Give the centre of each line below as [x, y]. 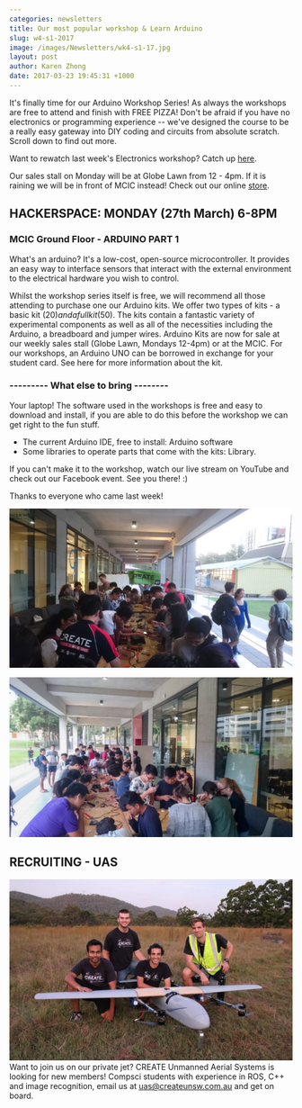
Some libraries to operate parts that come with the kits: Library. [139, 451]
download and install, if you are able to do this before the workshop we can [149, 415]
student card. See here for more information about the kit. [116, 362]
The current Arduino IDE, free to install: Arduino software [128, 442]
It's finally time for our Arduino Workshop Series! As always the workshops [148, 103]
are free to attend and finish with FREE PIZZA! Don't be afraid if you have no [150, 112]
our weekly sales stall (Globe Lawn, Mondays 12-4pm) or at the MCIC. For [146, 343]
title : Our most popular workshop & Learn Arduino [106, 28]
